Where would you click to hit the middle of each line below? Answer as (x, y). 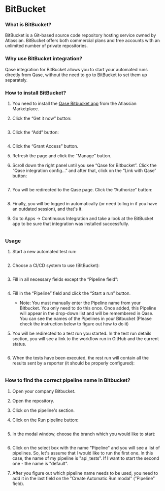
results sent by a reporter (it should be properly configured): (73, 363)
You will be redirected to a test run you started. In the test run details (82, 334)
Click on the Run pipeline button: (45, 420)
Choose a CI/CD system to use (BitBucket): (56, 266)
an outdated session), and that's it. (47, 209)
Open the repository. (33, 401)
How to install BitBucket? (36, 92)
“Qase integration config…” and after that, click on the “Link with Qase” (84, 171)
